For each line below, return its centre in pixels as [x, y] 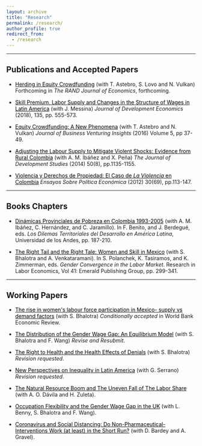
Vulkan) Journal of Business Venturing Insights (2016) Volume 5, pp [99, 133]
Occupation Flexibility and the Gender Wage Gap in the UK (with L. [97, 406]
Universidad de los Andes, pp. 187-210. [63, 240]
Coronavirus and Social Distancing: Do [63, 424]
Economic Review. [38, 323]
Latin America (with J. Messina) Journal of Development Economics [99, 108]
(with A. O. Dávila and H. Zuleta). [55, 395]
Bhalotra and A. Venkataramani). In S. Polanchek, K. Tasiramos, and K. [102, 258]
